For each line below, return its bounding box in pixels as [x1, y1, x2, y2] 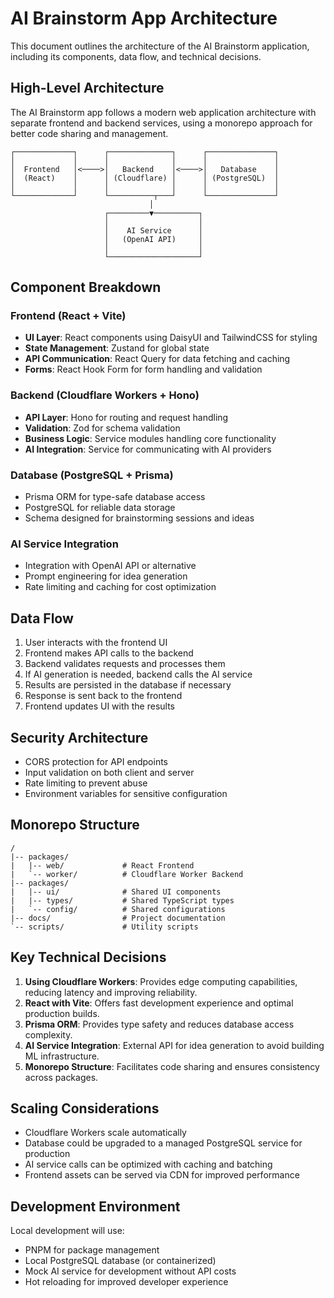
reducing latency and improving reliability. [24, 986, 198, 998]
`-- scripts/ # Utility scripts [10, 922, 199, 932]
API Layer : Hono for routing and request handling [24, 411, 229, 423]
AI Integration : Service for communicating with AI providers [24, 443, 272, 455]
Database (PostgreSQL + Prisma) [10, 468, 174, 482]
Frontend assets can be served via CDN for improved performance [24, 1169, 300, 1181]
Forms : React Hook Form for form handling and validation [24, 363, 263, 376]
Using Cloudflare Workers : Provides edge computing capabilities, [24, 975, 298, 987]
